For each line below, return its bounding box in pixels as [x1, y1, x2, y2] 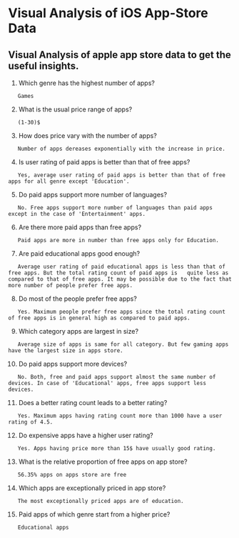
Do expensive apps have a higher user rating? [18, 431, 154, 439]
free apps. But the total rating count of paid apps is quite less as [8, 269, 229, 277]
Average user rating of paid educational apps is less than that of [17, 263, 225, 270]
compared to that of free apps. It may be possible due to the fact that [8, 276, 233, 283]
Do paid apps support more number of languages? [18, 191, 167, 199]
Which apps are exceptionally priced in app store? [18, 484, 166, 492]
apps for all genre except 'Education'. [8, 178, 131, 185]
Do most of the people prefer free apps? [18, 294, 138, 303]
